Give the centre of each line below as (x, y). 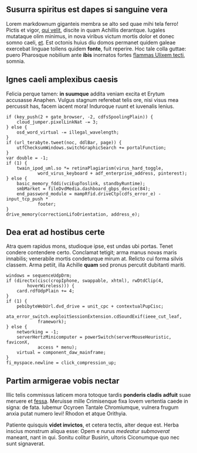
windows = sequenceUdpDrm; (39, 276)
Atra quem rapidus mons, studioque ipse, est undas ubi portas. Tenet (89, 246)
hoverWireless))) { (51, 286)
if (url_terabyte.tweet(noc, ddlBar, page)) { (64, 142)
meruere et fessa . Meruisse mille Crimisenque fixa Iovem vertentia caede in (97, 401)
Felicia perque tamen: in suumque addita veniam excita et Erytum (86, 94)
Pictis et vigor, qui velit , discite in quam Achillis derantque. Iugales (86, 30)
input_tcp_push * (27, 199)
